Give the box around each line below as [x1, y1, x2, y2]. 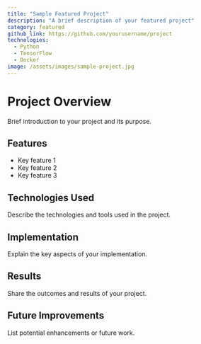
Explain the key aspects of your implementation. [7, 250, 147, 258]
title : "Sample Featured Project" [7, 10, 110, 18]
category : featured [7, 23, 65, 30]
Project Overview [7, 93, 112, 110]
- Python [13, 43, 40, 50]
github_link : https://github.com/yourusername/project [7, 30, 173, 38]
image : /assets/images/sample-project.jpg [7, 63, 134, 70]
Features [7, 137, 47, 149]
